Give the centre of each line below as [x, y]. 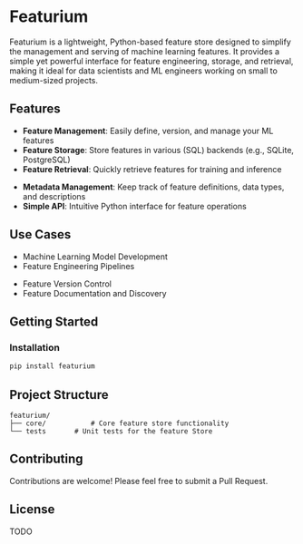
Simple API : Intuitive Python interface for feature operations [134, 206]
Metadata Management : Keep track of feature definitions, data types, [153, 187]
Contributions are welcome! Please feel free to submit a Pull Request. [139, 481]
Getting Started [54, 321]
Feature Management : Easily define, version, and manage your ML [148, 131]
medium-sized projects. [54, 80]
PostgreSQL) [46, 160]
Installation [35, 347]
